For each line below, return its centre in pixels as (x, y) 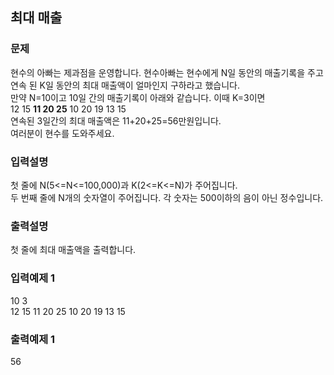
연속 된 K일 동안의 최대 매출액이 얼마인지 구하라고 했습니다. (125, 85)
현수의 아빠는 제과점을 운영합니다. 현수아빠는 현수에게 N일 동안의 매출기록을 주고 (167, 72)
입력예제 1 (33, 278)
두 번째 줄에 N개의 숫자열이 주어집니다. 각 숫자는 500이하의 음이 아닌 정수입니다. (167, 197)
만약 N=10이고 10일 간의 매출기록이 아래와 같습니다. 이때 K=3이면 (138, 97)
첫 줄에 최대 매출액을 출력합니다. (73, 250)
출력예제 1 (33, 339)
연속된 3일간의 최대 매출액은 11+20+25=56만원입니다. (116, 120)
